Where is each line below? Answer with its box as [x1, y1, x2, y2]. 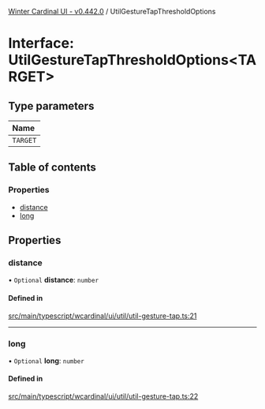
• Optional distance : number [8, 276, 99, 285]
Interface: [8, 35, 75, 52]
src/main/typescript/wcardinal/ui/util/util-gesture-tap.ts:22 [8, 392, 199, 401]
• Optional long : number [8, 355, 84, 366]
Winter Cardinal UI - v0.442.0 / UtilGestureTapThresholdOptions [8, 7, 216, 16]
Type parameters [8, 99, 95, 113]
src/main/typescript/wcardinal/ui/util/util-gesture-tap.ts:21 [8, 311, 197, 321]
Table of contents [8, 161, 96, 174]
